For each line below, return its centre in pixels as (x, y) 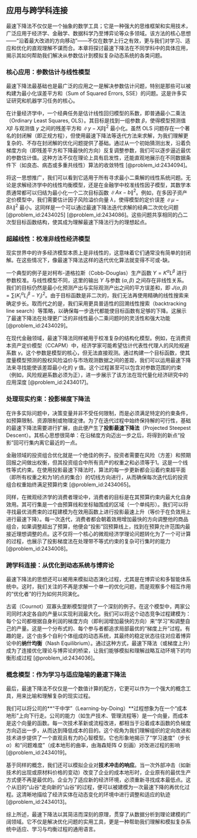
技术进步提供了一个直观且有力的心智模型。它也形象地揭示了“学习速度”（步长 (98, 738)
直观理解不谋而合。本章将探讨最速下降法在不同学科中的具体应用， (111, 48)
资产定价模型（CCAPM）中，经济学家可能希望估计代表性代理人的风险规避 (100, 346)
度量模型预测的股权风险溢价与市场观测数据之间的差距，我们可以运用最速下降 (98, 360)
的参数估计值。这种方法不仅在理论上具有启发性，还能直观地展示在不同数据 (96, 157)
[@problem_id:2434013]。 (38, 802)
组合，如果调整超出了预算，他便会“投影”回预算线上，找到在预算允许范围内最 (98, 526)
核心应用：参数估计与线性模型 (48, 72)
